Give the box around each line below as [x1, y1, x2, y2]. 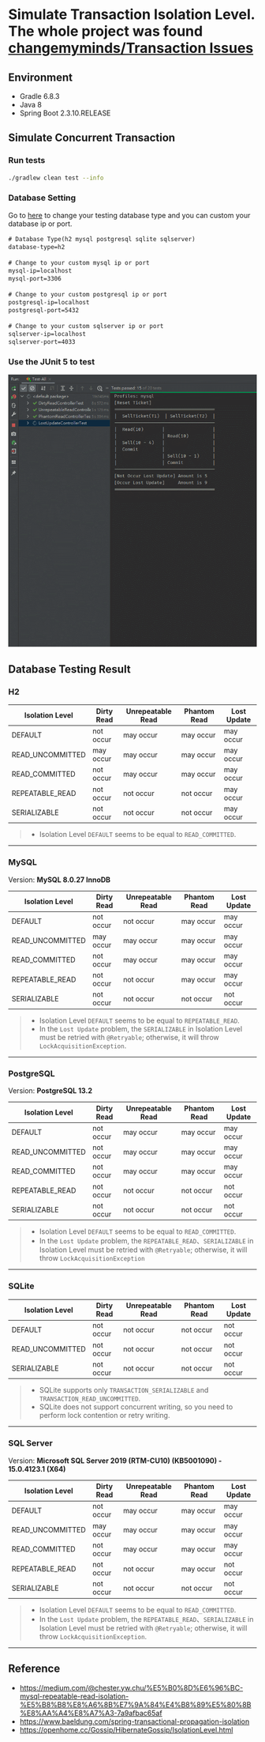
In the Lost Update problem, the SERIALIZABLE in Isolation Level [39, 1024, 243, 1033]
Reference [8, 1662, 61, 1676]
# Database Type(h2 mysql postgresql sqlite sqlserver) [8, 235, 196, 243]
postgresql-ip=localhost [8, 298, 90, 306]
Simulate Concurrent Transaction [8, 131, 176, 145]
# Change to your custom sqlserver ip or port [8, 322, 164, 330]
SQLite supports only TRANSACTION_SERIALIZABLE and [39, 1386, 209, 1395]
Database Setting [8, 192, 77, 203]
